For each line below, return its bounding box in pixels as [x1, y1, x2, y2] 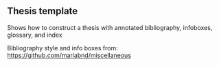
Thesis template [7, 5, 78, 17]
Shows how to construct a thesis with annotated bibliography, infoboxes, [7, 23, 213, 31]
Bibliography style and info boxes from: [7, 44, 118, 52]
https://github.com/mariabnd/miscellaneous [7, 51, 132, 59]
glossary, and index [7, 31, 63, 39]
